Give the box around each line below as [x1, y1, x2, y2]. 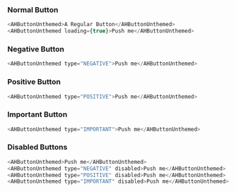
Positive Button [7, 77, 61, 87]
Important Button [7, 109, 68, 119]
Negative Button [7, 44, 65, 54]
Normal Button [7, 5, 59, 15]
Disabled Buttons [7, 143, 68, 152]
